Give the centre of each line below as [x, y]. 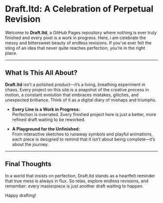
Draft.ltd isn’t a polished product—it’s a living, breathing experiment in [75, 84]
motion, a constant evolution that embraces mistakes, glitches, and [72, 95]
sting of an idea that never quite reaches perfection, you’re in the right [75, 48]
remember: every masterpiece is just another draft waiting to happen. [74, 186]
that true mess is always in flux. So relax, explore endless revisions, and [77, 181]
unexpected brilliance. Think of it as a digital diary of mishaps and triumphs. [81, 100]
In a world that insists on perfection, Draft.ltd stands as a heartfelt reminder [80, 175]
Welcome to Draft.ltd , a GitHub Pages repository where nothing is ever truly [81, 32]
